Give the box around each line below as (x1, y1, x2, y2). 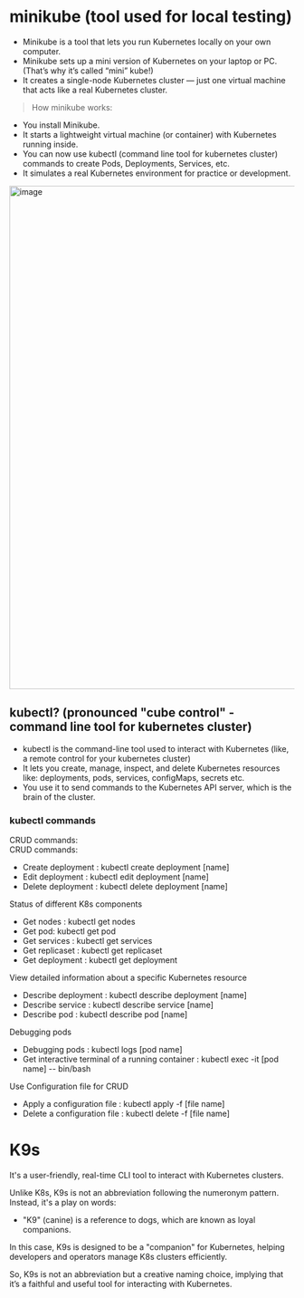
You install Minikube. (22, 120, 100, 130)
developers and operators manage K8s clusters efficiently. (9, 1251, 228, 1262)
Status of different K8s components (9, 899, 143, 909)
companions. (22, 1224, 71, 1235)
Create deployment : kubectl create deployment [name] (22, 862, 230, 873)
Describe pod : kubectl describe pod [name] (22, 1009, 188, 1020)
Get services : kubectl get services (22, 936, 153, 947)
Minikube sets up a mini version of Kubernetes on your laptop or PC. (22, 55, 278, 66)
